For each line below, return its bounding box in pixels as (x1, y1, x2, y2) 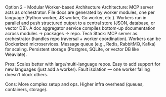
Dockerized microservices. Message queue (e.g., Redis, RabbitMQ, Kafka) (5, 41, 156, 47)
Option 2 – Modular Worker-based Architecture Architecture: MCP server (5, 4, 154, 10)
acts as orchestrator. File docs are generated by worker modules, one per (5, 9, 155, 15)
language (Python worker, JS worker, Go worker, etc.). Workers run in (5, 15, 147, 20)
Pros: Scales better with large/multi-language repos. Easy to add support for (5, 61, 161, 67)
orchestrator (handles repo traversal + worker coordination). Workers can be (5, 36, 161, 42)
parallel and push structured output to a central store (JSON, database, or (5, 20, 156, 26)
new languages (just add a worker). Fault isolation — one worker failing (5, 66, 150, 72)
